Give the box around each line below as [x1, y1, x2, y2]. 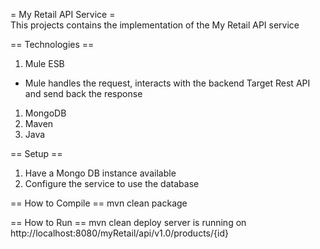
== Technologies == [10, 39, 95, 50]
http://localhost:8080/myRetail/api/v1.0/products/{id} [10, 227, 229, 239]
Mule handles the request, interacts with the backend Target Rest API [24, 77, 311, 89]
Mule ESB [24, 58, 65, 69]
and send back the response [24, 88, 143, 99]
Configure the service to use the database [24, 178, 200, 189]
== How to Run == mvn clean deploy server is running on [10, 217, 247, 228]
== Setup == [10, 148, 63, 159]
